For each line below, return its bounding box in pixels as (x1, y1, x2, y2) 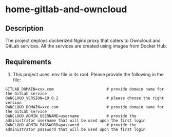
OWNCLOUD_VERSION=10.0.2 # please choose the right (5, 96, 164, 101)
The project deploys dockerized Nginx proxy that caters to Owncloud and (5, 37, 161, 43)
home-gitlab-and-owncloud (5, 4, 127, 15)
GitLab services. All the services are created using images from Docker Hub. (5, 43, 167, 49)
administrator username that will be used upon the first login (5, 118, 146, 123)
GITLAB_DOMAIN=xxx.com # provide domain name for (5, 86, 164, 92)
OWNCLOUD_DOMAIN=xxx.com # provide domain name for (5, 104, 164, 109)
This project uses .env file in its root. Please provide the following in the (12, 71, 164, 77)
